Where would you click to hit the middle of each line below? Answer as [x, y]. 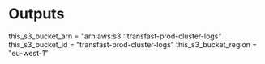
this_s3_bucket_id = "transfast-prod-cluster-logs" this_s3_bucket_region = [133, 44]
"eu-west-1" [28, 53]
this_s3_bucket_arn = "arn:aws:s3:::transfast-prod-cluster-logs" [115, 36]
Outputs [36, 14]
